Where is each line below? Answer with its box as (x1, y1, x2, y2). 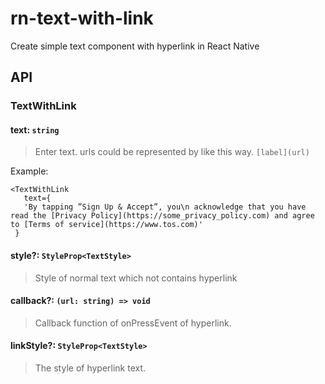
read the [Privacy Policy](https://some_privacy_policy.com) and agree (10, 211, 315, 221)
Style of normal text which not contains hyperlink (34, 272, 238, 284)
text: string (10, 123, 60, 136)
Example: (10, 165, 49, 177)
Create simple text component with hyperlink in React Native (10, 40, 260, 52)
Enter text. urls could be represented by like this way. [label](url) (34, 146, 310, 158)
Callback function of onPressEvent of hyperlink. (34, 317, 232, 329)
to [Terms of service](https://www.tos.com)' (10, 220, 203, 230)
